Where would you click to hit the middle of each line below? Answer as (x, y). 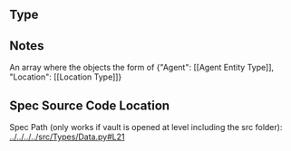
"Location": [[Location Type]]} (66, 77)
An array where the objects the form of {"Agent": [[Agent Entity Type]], (142, 68)
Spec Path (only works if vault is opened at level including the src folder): (146, 127)
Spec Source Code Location (90, 105)
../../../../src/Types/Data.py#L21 (67, 137)
